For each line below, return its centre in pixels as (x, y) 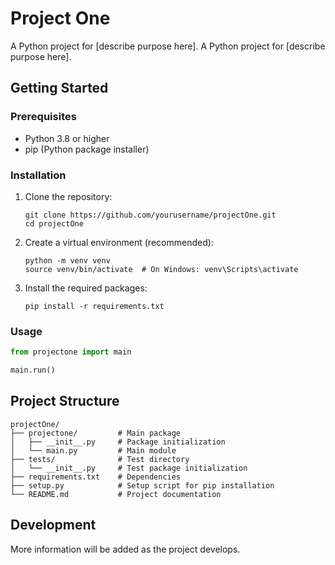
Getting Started (59, 88)
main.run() (33, 370)
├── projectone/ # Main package (96, 433)
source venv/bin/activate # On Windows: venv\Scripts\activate (161, 269)
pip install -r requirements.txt (94, 306)
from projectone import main (71, 352)
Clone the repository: (68, 196)
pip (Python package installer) (87, 149)
